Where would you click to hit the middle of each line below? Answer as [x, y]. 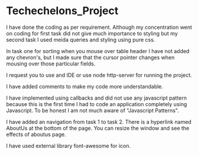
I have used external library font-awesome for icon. [69, 146]
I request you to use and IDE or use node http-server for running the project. [99, 75]
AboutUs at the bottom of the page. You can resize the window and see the [98, 128]
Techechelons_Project [62, 11]
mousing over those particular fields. [51, 64]
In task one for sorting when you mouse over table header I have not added [98, 51]
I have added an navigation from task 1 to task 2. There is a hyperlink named [99, 121]
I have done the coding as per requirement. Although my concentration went [99, 27]
